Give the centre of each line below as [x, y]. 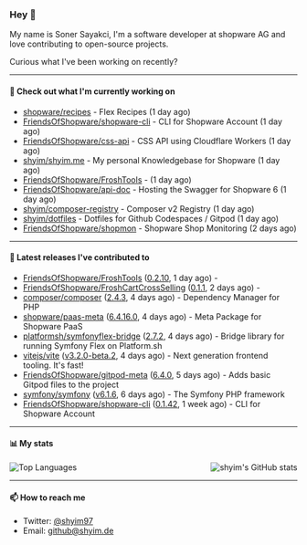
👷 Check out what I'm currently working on [92, 91]
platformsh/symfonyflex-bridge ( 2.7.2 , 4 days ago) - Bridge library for [153, 336]
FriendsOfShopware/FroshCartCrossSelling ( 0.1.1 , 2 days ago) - [141, 288]
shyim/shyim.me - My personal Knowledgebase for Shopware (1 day [151, 160]
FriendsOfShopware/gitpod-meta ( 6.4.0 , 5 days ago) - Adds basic [147, 374]
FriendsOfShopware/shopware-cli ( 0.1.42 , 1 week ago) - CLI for [142, 404]
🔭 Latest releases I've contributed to [79, 257]
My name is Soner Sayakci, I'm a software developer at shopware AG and [148, 35]
